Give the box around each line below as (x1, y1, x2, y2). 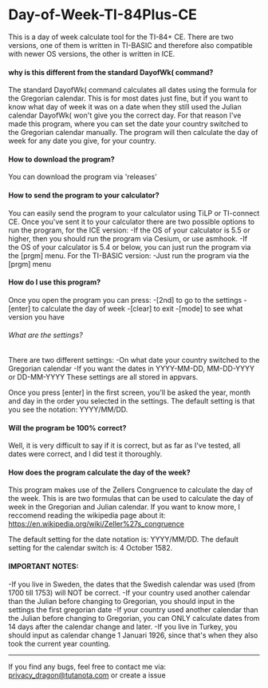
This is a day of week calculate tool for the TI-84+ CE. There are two (8, 32, 234, 42)
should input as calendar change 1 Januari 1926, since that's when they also (8, 630, 258, 640)
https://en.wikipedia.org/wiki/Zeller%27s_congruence (8, 519, 185, 529)
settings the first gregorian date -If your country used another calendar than (8, 605, 258, 614)
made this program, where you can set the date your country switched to (8, 119, 249, 129)
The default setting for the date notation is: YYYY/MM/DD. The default (8, 535, 239, 544)
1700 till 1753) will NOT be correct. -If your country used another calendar (8, 587, 251, 597)
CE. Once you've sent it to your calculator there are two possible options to (8, 217, 255, 226)
